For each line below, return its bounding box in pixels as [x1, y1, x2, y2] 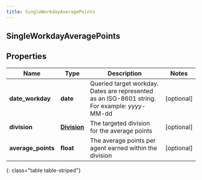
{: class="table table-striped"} [6, 166, 81, 174]
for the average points [90, 127, 153, 135]
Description [107, 69, 142, 77]
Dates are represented [90, 86, 153, 95]
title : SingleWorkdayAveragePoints [6, 8, 96, 15]
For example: [90, 101, 127, 110]
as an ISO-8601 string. [90, 94, 156, 103]
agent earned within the [90, 143, 158, 152]
